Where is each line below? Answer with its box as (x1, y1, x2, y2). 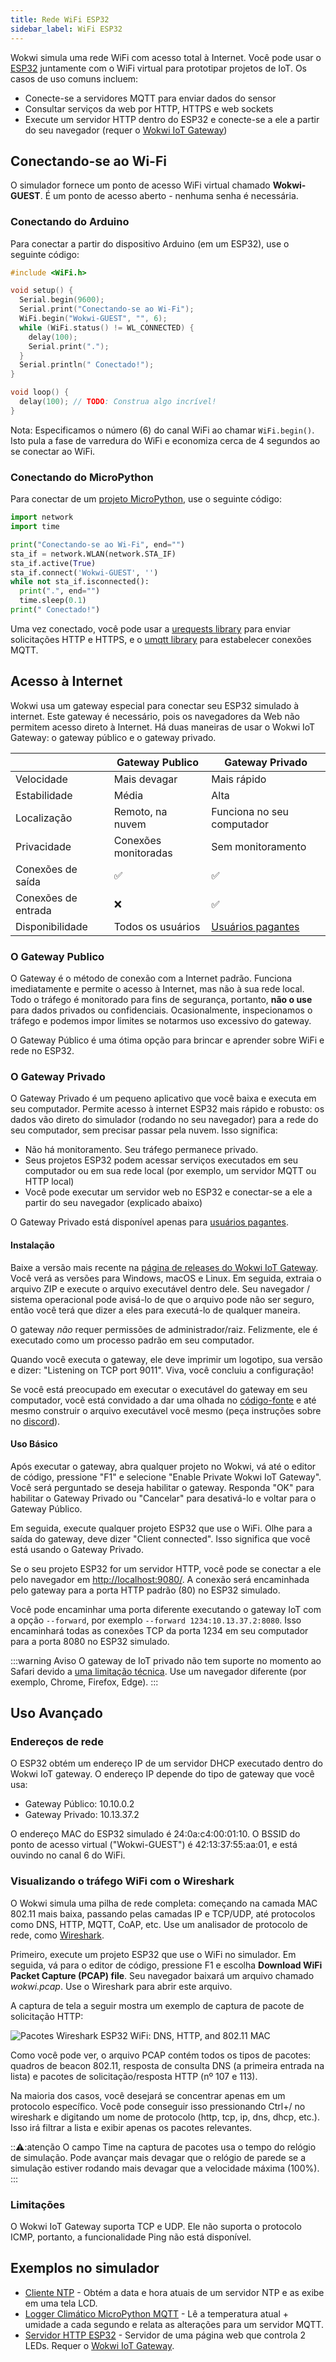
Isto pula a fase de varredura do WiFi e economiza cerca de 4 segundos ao (10, 434, 321, 446)
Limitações (10, 2197, 66, 2211)
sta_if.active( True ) (10, 558, 97, 568)
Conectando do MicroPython (10, 470, 154, 484)
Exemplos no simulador (10, 2260, 160, 2277)
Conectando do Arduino (10, 215, 130, 229)
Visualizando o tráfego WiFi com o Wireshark (10, 1874, 235, 1888)
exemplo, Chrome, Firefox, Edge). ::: (10, 1676, 159, 1688)
